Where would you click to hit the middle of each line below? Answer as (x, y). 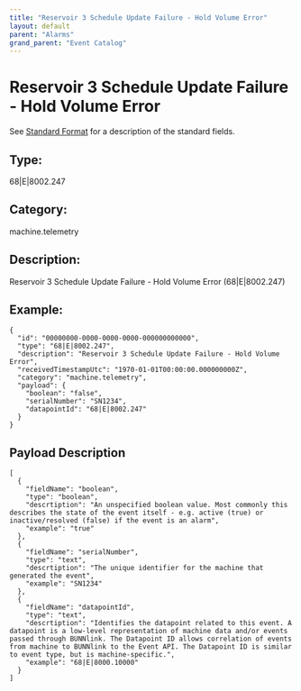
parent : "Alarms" (42, 34)
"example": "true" (60, 529)
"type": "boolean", (62, 497)
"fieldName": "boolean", (72, 489)
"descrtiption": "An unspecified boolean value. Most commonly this (157, 505)
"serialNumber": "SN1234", (76, 402)
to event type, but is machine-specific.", (92, 655)
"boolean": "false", (64, 394)
